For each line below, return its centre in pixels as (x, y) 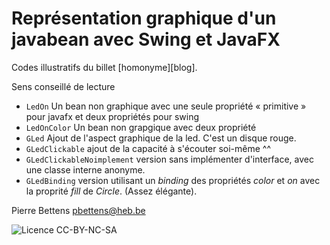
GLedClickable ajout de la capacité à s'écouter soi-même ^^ (148, 148)
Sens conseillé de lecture (63, 86)
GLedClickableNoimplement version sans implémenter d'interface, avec (169, 159)
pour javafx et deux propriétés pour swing (112, 116)
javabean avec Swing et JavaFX (146, 39)
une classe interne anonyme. (85, 169)
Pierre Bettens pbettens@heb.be (78, 210)
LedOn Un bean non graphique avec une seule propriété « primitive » (166, 106)
